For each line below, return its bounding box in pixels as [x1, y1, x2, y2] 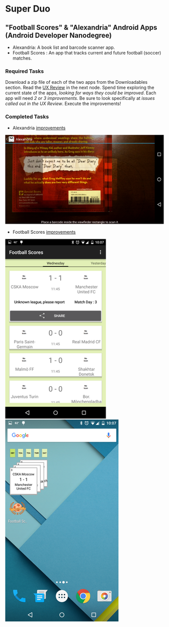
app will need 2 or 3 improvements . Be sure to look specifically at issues [5, 95, 155, 101]
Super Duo [5, 3, 50, 15]
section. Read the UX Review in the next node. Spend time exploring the [5, 84, 154, 91]
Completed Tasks [5, 113, 49, 120]
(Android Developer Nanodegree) [5, 31, 112, 39]
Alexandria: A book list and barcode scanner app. [12, 44, 115, 50]
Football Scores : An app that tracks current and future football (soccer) [12, 50, 161, 56]
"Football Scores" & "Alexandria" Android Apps [5, 23, 157, 32]
